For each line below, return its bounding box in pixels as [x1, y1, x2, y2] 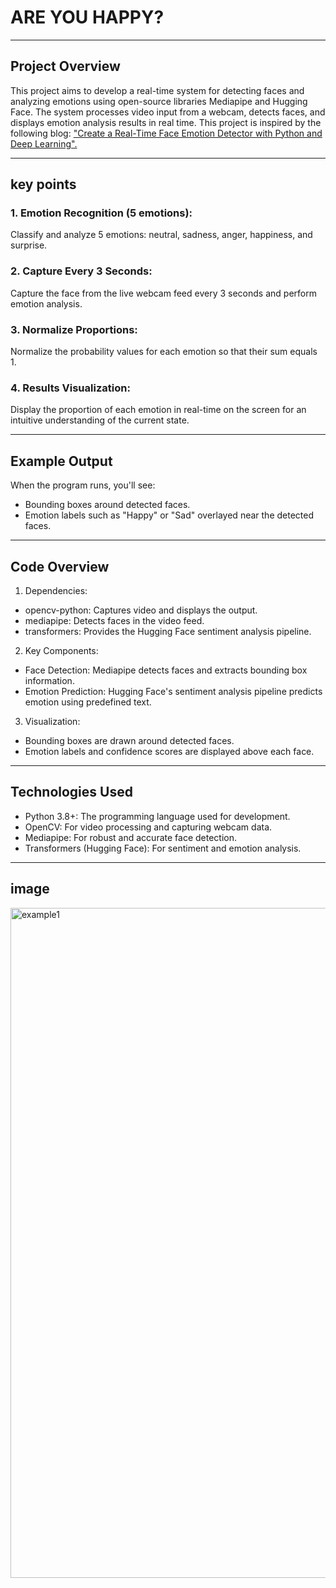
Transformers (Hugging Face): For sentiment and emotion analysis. [24, 842, 302, 854]
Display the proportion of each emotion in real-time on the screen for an [10, 404, 307, 416]
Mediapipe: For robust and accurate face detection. [24, 831, 237, 843]
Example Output [10, 452, 113, 470]
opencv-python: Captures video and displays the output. [24, 604, 258, 616]
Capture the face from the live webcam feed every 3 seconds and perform [10, 287, 317, 299]
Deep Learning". [10, 137, 78, 150]
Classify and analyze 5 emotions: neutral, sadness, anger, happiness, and [10, 229, 313, 241]
